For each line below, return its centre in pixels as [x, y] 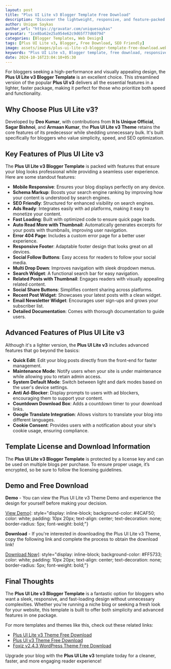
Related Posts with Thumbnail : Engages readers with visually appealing [88, 279]
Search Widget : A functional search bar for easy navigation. [76, 273]
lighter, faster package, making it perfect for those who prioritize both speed [85, 88]
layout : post [19, 10]
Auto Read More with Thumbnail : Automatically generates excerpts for [88, 225]
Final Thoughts [30, 581]
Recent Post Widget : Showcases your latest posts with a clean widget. [87, 295]
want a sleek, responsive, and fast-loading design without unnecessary [80, 599]
